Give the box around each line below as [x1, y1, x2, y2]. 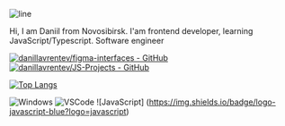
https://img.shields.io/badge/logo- [148, 97, 276, 107]
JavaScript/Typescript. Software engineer [9, 36, 165, 46]
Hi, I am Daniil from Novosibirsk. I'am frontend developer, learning [9, 26, 254, 36]
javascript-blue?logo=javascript [9, 106, 127, 116]
